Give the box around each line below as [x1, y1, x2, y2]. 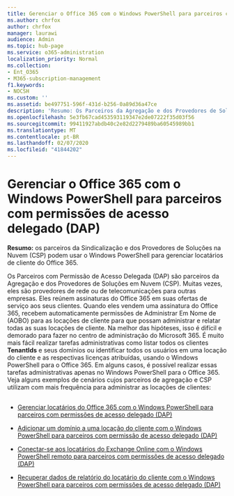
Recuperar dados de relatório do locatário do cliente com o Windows [17, 473, 215, 481]
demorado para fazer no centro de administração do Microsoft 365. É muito [7, 331, 224, 339]
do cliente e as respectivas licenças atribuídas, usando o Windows [7, 353, 198, 362]
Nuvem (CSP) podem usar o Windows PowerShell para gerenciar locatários [7, 251, 224, 259]
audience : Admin [7, 36, 54, 43]
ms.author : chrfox [7, 17, 61, 24]
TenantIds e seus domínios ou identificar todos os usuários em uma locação [7, 346, 227, 354]
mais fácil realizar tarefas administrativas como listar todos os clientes [7, 339, 209, 347]
